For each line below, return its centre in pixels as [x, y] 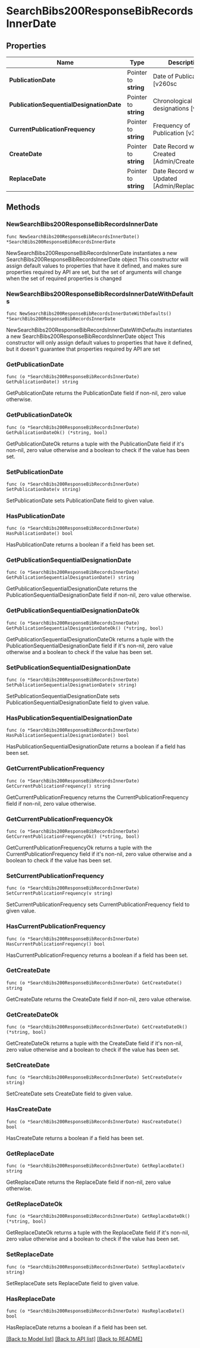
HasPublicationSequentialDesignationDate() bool [68, 736]
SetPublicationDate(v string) [44, 489]
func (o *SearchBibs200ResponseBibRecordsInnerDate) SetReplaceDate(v [96, 1267]
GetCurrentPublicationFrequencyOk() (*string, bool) [73, 836]
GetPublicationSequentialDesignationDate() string [70, 578]
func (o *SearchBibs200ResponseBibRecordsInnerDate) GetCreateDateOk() [97, 1027]
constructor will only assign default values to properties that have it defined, [99, 342]
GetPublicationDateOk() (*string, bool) [57, 432]
